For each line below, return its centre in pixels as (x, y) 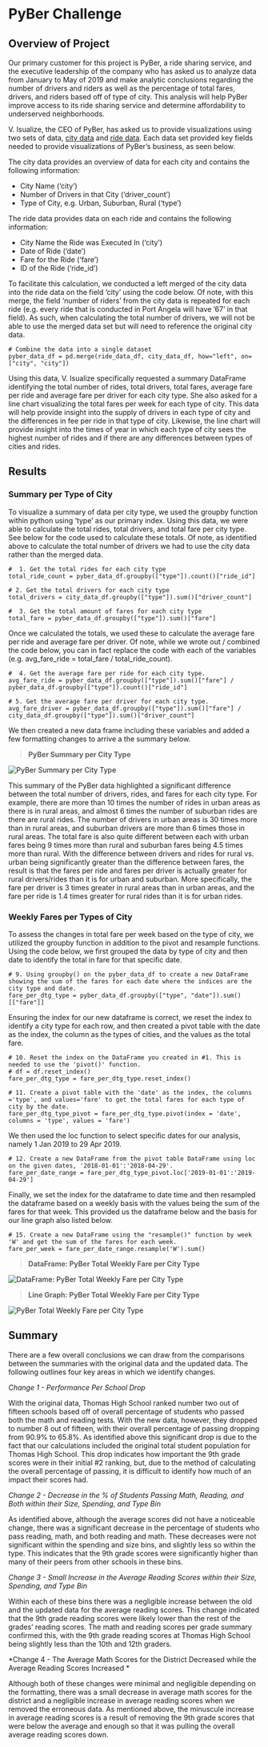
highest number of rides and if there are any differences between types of (130, 438)
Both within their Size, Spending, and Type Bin (85, 1503)
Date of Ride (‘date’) (53, 251)
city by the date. (39, 1107)
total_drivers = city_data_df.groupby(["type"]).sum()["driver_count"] (130, 597)
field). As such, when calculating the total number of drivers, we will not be (132, 318)
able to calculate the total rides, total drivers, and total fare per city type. (127, 529)
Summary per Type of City (61, 494)
